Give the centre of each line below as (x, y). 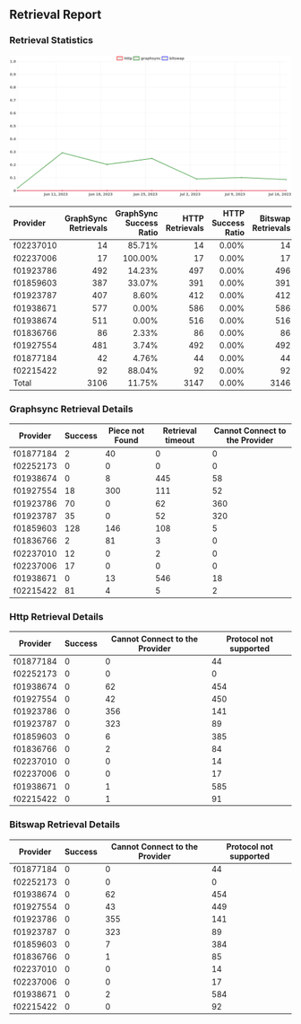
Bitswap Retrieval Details (65, 825)
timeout (180, 440)
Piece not (126, 431)
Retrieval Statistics (52, 40)
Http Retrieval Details (56, 616)
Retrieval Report (56, 15)
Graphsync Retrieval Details (71, 409)
